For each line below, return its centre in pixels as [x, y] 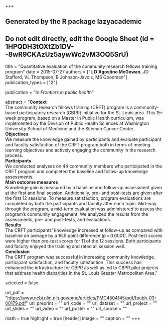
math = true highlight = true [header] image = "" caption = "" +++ [73, 318]
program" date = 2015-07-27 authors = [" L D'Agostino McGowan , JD [77, 72]
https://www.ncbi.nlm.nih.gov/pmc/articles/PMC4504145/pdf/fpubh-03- [82, 298]
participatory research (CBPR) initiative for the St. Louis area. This [87, 113]
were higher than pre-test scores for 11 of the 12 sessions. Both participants [83, 241]
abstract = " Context [26, 102]
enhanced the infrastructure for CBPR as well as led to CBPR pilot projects [82, 268]
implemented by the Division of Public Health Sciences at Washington [77, 123]
